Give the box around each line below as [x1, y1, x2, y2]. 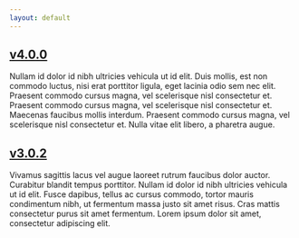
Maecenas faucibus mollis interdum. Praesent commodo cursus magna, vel [9, 110, 290, 121]
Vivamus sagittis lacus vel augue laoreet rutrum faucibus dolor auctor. [9, 170, 271, 181]
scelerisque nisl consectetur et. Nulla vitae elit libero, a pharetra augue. [9, 119, 275, 130]
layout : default [9, 13, 71, 23]
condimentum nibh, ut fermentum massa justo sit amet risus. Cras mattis [9, 199, 281, 210]
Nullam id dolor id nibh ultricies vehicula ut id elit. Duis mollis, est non [9, 71, 268, 82]
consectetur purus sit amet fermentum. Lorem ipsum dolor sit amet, [9, 208, 262, 219]
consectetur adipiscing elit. [9, 218, 111, 229]
